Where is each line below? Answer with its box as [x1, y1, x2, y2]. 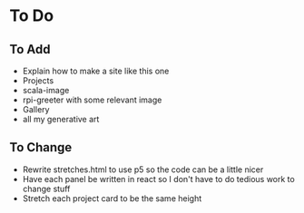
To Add [9, 42, 51, 57]
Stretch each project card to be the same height [22, 192, 202, 204]
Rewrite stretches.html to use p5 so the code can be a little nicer [22, 164, 264, 175]
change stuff [22, 183, 71, 194]
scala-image [22, 85, 70, 95]
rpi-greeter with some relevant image [22, 94, 162, 105]
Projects [22, 75, 54, 86]
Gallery [22, 104, 50, 114]
